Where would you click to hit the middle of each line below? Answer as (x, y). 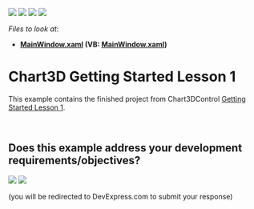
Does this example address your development (125, 148)
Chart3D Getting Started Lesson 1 (122, 77)
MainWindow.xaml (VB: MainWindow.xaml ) (93, 44)
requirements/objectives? (75, 161)
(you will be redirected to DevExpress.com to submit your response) (121, 196)
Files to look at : (34, 29)
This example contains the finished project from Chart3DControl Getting (127, 98)
